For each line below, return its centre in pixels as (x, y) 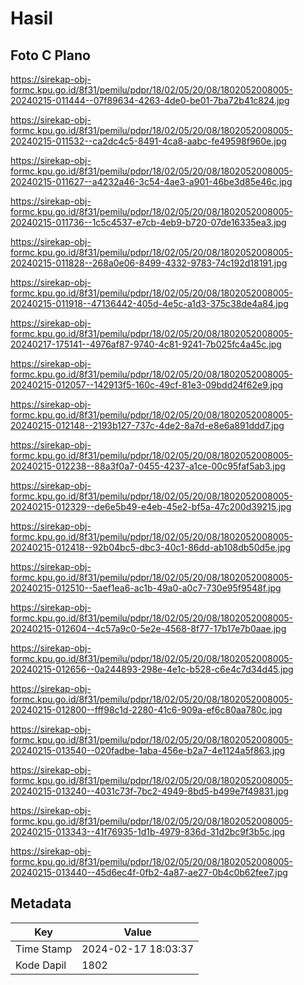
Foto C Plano (50, 55)
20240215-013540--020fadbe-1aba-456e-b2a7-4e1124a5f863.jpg (148, 750)
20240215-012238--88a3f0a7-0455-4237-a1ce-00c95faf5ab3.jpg (148, 466)
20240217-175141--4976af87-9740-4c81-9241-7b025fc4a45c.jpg (146, 344)
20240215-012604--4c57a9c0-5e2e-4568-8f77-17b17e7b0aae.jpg (148, 628)
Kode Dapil (41, 965)
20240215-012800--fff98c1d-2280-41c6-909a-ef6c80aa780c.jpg (146, 710)
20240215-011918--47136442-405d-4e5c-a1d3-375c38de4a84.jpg (149, 303)
